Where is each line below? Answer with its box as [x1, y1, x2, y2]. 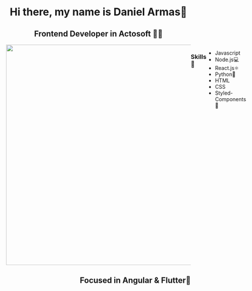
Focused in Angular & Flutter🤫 [80, 276, 191, 286]
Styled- [214, 89, 233, 96]
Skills [190, 52, 207, 61]
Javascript [214, 49, 241, 56]
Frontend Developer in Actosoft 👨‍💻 [34, 29, 163, 39]
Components [214, 96, 246, 102]
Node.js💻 [214, 56, 239, 63]
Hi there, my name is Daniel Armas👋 [9, 5, 188, 19]
